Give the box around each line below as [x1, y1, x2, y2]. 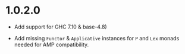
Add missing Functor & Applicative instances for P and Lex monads [14, 34, 180, 42]
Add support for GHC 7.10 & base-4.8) [14, 23, 108, 30]
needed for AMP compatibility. [14, 41, 89, 48]
